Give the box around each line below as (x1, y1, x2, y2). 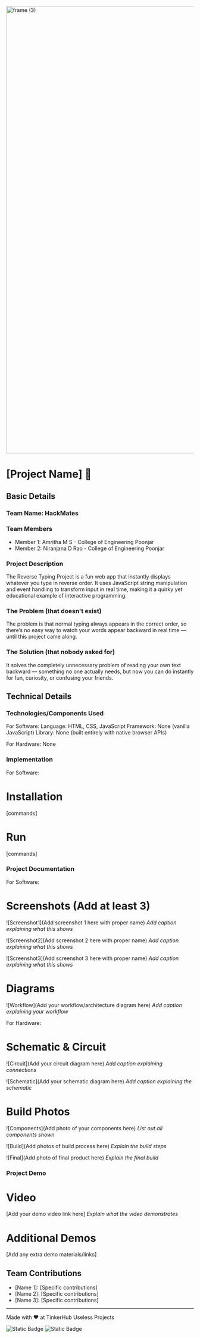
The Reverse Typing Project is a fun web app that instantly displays (6, 573, 171, 580)
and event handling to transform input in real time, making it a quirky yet (6, 586, 183, 593)
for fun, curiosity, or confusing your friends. (6, 674, 114, 681)
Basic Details (6, 491, 55, 501)
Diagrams (6, 981, 55, 995)
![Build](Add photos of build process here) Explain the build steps (6, 1142, 167, 1149)
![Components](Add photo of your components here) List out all (6, 1124, 162, 1131)
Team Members (6, 525, 52, 533)
